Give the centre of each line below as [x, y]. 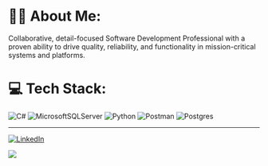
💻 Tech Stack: [57, 89]
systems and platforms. [47, 55]
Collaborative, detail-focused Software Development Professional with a [127, 38]
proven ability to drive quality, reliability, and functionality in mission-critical [132, 46]
